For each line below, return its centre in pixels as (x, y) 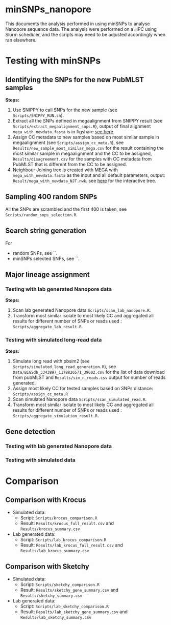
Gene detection (30, 431)
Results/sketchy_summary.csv (51, 596)
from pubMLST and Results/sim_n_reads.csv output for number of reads (89, 377)
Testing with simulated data (40, 460)
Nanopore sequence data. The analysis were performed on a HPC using (81, 29)
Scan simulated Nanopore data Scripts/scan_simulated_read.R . (80, 399)
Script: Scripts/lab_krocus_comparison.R (63, 539)
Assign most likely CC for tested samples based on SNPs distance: (83, 388)
